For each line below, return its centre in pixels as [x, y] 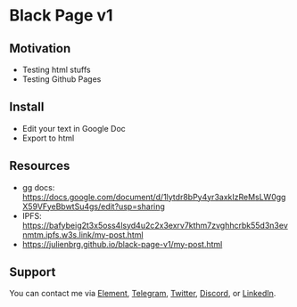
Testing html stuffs [56, 69]
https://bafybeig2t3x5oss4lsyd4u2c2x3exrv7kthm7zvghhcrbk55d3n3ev [155, 225]
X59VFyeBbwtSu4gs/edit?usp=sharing [93, 206]
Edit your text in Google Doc [74, 128]
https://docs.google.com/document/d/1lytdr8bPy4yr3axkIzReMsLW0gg [154, 197]
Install [27, 107]
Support [33, 272]
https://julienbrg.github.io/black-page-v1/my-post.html [122, 244]
